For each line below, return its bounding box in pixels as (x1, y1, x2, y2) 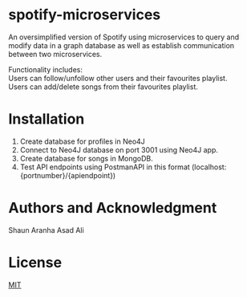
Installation (8, 110, 85, 128)
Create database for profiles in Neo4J (19, 136, 146, 146)
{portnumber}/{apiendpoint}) (19, 170, 116, 180)
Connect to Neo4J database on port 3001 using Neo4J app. (19, 144, 218, 154)
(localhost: (191, 162, 227, 172)
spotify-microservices (8, 6, 161, 24)
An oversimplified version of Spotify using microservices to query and (8, 32, 240, 42)
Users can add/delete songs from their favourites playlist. (8, 82, 199, 92)
